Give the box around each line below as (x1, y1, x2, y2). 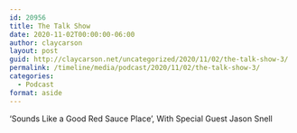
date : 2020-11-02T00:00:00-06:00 (9, 30, 135, 39)
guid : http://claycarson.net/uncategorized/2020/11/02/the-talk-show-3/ (9, 55, 289, 64)
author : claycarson (9, 38, 83, 48)
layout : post (9, 47, 59, 56)
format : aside (9, 88, 63, 97)
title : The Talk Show (9, 22, 91, 31)
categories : (9, 72, 54, 81)
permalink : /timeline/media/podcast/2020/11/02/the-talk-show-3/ (9, 64, 260, 73)
